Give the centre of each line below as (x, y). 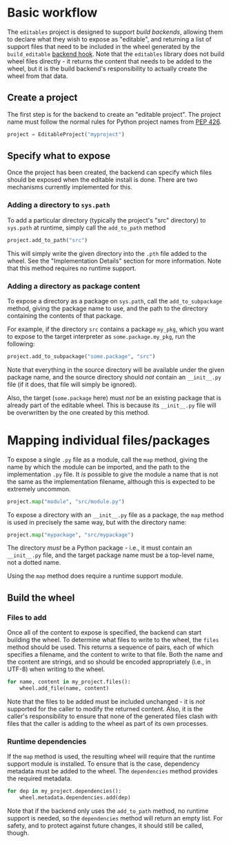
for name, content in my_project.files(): (69, 682)
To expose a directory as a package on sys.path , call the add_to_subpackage (115, 301)
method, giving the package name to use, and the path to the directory (108, 308)
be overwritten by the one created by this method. (78, 412)
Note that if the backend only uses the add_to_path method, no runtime (108, 811)
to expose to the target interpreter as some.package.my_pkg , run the (101, 336)
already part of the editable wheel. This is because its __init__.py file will (112, 405)
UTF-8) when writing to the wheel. (56, 669)
